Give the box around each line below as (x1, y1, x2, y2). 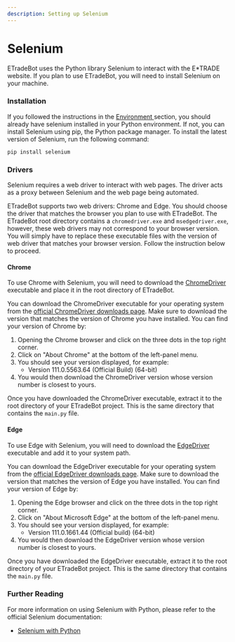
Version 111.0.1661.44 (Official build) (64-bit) (27, 528, 155, 536)
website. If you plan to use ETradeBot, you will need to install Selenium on (7, 71, 221, 80)
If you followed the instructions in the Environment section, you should (7, 112, 211, 120)
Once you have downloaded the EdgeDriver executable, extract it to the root (7, 557, 228, 565)
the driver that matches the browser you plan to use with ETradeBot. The (7, 209, 217, 218)
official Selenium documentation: (7, 612, 103, 621)
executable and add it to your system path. (7, 448, 131, 457)
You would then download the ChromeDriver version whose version (17, 373, 213, 382)
